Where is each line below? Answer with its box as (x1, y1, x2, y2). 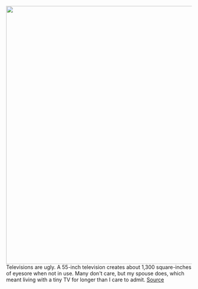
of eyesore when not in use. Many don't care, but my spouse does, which (6, 270, 184, 277)
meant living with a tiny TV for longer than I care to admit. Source (6, 276, 164, 283)
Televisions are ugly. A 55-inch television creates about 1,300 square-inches (6, 264, 192, 271)
